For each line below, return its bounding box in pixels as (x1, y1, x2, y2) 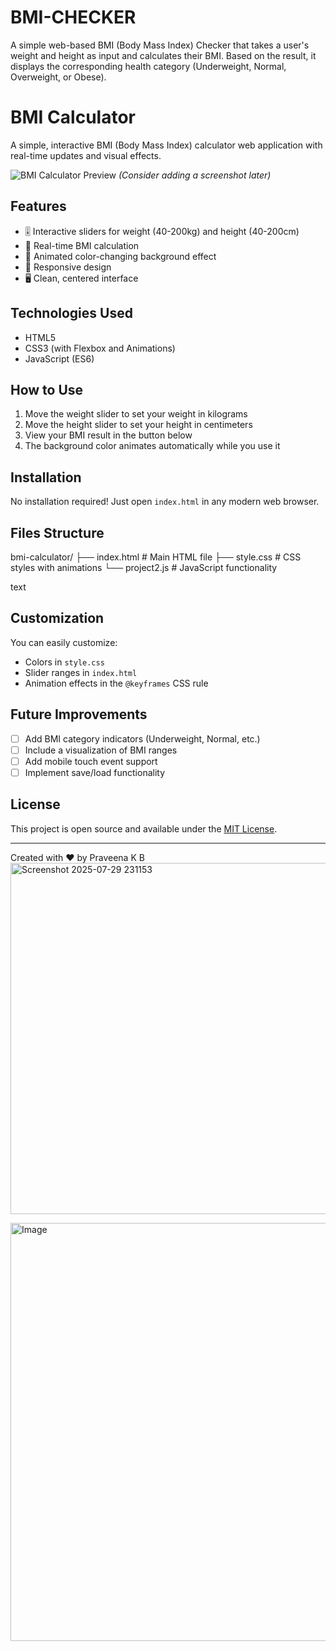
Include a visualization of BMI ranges (24, 744, 178, 756)
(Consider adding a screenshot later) (118, 169, 272, 181)
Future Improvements (10, 706, 148, 723)
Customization (10, 610, 105, 627)
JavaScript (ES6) (24, 352, 95, 365)
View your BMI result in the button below (24, 429, 193, 441)
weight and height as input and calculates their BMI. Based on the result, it (10, 49, 317, 61)
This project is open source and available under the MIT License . (10, 822, 278, 835)
